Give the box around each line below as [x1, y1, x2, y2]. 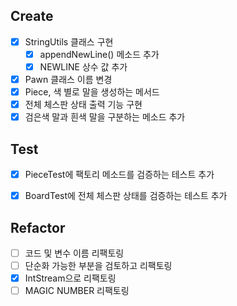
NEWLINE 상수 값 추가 [39, 60, 128, 73]
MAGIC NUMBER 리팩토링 [24, 285, 130, 297]
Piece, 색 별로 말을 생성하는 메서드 [24, 86, 160, 98]
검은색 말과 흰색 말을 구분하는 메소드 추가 [24, 111, 186, 123]
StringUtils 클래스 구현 [24, 35, 114, 48]
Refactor [10, 219, 66, 236]
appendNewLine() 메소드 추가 [39, 48, 160, 60]
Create [10, 8, 54, 25]
